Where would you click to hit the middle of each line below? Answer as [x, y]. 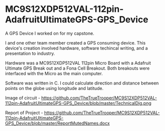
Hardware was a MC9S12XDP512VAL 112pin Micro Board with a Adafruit [78, 63]
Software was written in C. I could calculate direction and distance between [82, 83]
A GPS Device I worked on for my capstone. [50, 33]
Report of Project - [24, 113]
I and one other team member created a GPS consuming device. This [75, 43]
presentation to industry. [30, 53]
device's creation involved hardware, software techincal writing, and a [77, 48]
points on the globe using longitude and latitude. [54, 88]
